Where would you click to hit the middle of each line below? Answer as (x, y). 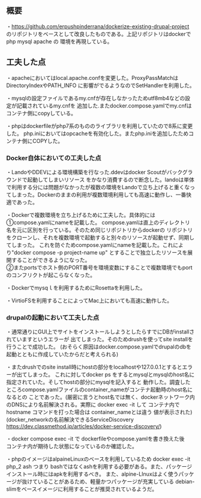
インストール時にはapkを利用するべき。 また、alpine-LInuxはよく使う (92, 474)
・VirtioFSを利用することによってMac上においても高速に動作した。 (89, 300)
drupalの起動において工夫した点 (53, 317)
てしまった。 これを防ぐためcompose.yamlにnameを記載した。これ (90, 244)
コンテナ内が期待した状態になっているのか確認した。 (72, 446)
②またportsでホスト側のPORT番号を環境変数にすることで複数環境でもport (100, 267)
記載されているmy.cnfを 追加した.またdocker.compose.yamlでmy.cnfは (104, 105)
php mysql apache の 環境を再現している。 (59, 41)
